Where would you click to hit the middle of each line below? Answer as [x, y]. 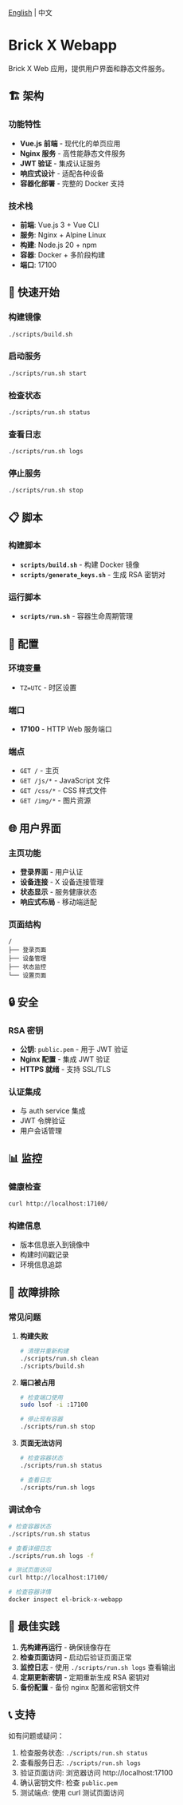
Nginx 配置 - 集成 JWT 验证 [65, 1059]
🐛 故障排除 [34, 1292]
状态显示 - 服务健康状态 [58, 892]
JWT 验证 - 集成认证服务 [60, 163]
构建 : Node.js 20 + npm [58, 245]
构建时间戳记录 [44, 1255]
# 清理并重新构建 [44, 1351]
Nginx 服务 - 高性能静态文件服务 [72, 153]
